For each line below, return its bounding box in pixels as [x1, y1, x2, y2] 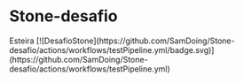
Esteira [9, 35, 35, 46]
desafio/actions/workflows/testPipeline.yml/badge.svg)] [9, 44, 215, 55]
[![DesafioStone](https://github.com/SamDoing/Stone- [35, 35, 235, 46]
